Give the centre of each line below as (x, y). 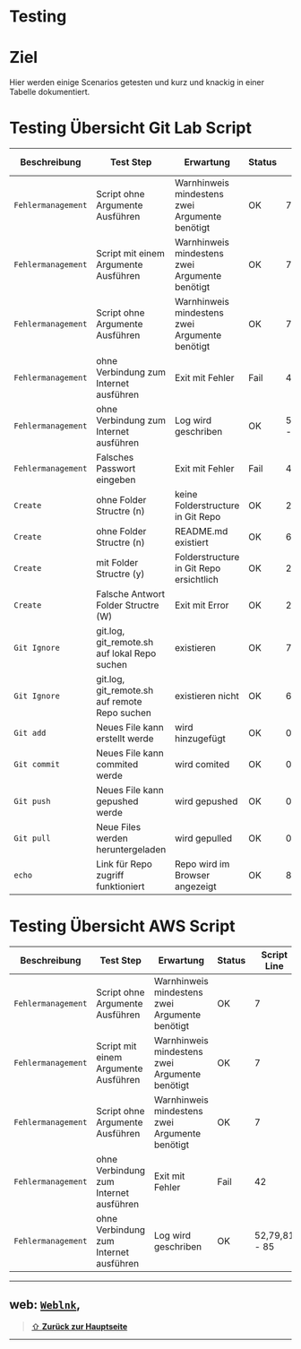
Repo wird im (202, 864)
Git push (32, 801)
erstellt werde (125, 739)
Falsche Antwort (130, 594)
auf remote (119, 702)
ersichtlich (197, 580)
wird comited (202, 765)
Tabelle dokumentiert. (50, 92)
